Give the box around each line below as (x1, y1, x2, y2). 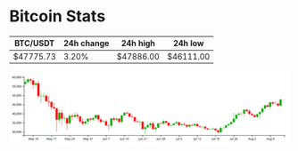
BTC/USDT (14, 38, 55, 49)
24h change (63, 38, 110, 49)
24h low (172, 38, 204, 49)
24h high (120, 38, 156, 49)
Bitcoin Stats (9, 6, 106, 27)
